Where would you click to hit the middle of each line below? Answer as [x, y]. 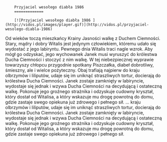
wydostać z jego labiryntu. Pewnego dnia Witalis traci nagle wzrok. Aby [79, 49]
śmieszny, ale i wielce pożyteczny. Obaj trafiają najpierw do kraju [72, 70]
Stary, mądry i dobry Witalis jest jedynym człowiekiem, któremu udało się [81, 43]
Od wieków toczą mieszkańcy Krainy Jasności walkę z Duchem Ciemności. [83, 38]
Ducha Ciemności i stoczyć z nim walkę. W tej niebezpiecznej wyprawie [79, 59]
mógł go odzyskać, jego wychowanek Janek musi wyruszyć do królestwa [81, 54]
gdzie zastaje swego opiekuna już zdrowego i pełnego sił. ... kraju [73, 102]
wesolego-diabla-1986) [29, 29]
